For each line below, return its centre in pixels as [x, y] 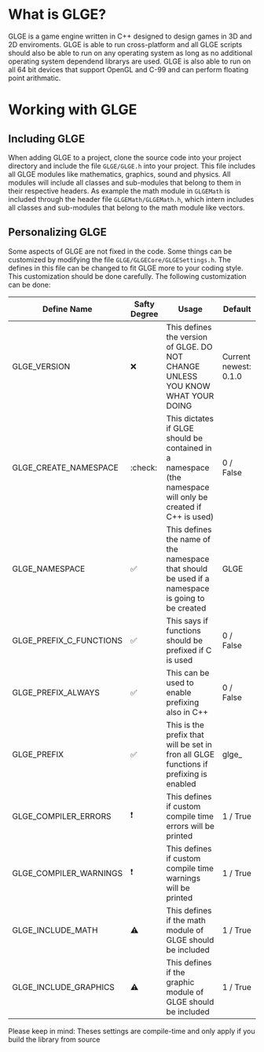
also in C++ [187, 712]
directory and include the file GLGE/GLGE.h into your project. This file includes [132, 166]
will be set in [189, 744]
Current [236, 357]
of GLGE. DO [190, 346]
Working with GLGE [73, 110]
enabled [181, 783]
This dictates [190, 418]
